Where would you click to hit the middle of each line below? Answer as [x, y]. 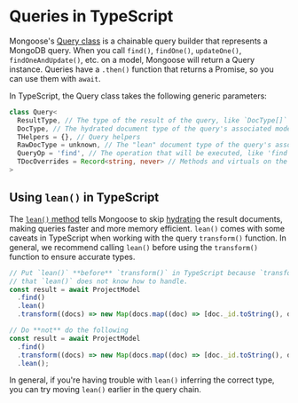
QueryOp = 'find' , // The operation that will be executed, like [141, 154]
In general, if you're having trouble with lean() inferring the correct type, [142, 380]
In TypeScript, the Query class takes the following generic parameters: [138, 96]
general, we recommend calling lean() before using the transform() [134, 247]
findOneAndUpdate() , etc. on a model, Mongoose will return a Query [132, 59]
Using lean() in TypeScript [84, 198]
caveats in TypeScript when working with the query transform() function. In [148, 238]
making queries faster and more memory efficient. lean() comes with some [147, 228]
